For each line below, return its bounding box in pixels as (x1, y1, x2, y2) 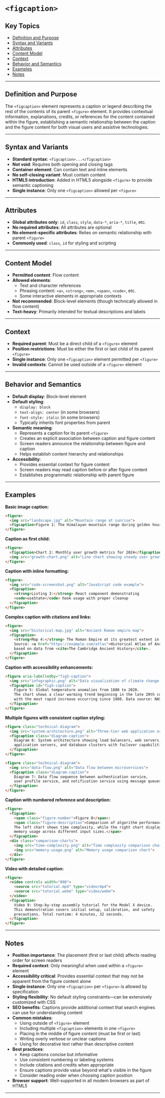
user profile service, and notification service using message (14, 779, 146, 784)
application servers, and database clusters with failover (14, 742, 137, 748)
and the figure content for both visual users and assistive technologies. (5, 124, 149, 130)
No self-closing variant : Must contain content (12, 172, 106, 178)
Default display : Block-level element (12, 393, 86, 399)
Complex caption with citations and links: (5, 614, 92, 620)
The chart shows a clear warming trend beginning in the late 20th (14, 692, 155, 697)
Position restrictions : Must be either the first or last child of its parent (12, 346, 154, 352)
